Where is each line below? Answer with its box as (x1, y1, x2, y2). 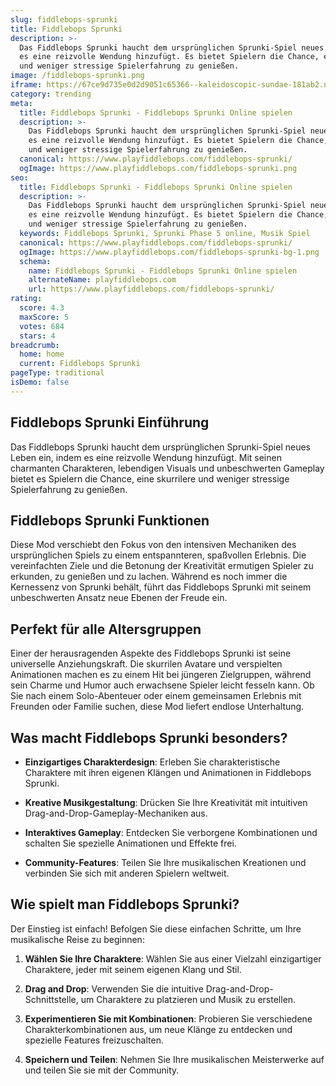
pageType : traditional (10, 368, 105, 378)
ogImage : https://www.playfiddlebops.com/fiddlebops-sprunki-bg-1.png (19, 247, 320, 257)
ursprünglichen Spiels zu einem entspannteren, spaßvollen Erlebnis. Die (10, 549, 307, 561)
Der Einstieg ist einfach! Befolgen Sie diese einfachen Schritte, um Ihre (10, 922, 302, 935)
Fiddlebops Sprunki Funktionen (10, 512, 210, 529)
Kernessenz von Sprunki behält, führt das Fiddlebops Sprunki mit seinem (10, 581, 312, 593)
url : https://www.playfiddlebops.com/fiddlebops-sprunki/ (28, 284, 275, 295)
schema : (19, 256, 52, 266)
